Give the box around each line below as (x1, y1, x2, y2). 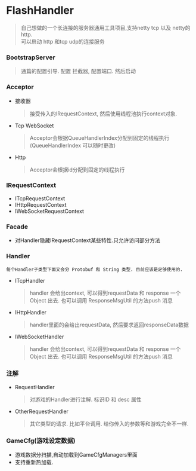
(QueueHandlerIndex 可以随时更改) (29, 142, 116, 149)
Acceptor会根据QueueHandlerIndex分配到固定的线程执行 (29, 134, 170, 141)
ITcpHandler (14, 277, 46, 285)
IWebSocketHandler (14, 333, 64, 341)
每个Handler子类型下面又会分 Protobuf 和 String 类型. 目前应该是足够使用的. (6, 267, 183, 273)
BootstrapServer (6, 53, 55, 62)
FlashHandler (6, 4, 74, 17)
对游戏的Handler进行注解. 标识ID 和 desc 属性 (29, 396, 142, 403)
